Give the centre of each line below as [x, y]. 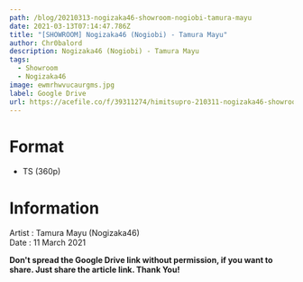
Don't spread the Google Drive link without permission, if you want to [141, 260]
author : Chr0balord [46, 43]
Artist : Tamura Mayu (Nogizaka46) [74, 233]
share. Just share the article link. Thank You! [95, 270]
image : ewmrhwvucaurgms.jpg [62, 85]
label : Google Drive [48, 93]
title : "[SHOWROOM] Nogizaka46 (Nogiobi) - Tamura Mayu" [119, 34]
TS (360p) [41, 172]
